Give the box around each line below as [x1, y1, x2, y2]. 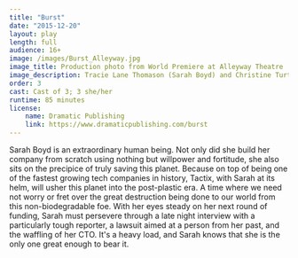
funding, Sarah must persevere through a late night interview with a [9, 210, 255, 221]
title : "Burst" [9, 12, 66, 22]
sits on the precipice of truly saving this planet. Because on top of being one [9, 163, 288, 174]
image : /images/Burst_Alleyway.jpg [9, 54, 141, 63]
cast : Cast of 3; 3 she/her [9, 87, 114, 96]
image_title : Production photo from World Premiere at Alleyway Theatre [9, 63, 284, 72]
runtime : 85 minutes [9, 95, 86, 105]
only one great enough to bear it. [9, 238, 129, 249]
